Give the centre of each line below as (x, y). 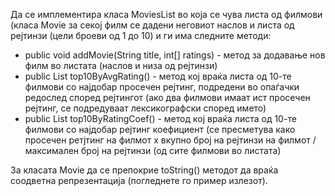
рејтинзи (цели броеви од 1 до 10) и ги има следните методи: (141, 35)
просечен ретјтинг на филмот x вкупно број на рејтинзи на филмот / (170, 140)
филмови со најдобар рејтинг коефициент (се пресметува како (160, 129)
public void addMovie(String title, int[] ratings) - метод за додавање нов (175, 55)
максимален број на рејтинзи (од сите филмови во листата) (153, 150)
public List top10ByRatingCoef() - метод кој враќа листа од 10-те (160, 118)
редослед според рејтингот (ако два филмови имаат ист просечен (167, 97)
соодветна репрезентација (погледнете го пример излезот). (139, 180)
